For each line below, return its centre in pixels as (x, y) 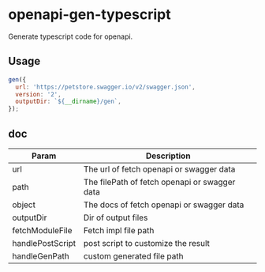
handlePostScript (44, 243)
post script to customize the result (147, 243)
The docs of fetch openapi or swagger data (164, 205)
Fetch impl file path (119, 230)
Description (168, 156)
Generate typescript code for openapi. (71, 36)
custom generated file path (133, 256)
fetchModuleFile (42, 230)
